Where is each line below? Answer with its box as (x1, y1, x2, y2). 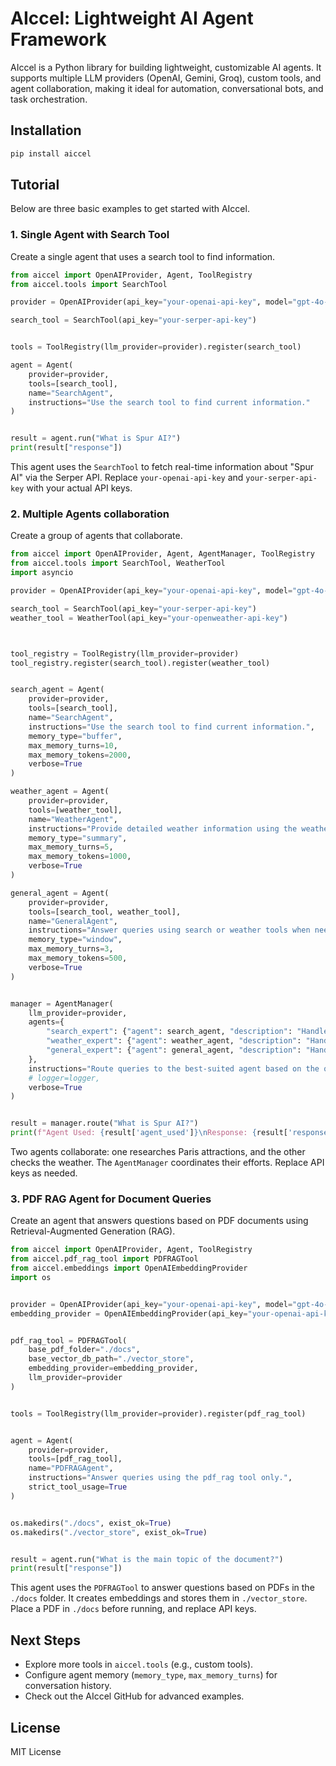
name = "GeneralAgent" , (28, 916, 118, 926)
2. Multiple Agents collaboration (10, 507, 170, 521)
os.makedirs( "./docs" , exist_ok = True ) (10, 1518, 172, 1528)
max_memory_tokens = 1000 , (28, 852, 132, 862)
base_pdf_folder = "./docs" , (28, 1345, 141, 1355)
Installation (10, 122, 82, 139)
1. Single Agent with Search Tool (10, 228, 170, 242)
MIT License (10, 1745, 62, 1757)
